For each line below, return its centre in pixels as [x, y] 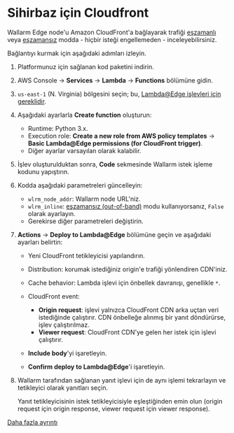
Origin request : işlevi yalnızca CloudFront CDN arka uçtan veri [129, 310]
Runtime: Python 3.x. [58, 128]
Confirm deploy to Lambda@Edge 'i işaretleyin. [96, 367]
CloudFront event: [54, 296]
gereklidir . [32, 101]
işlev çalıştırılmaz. [64, 325]
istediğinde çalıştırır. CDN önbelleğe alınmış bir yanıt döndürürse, [132, 317]
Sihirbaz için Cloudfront [78, 13]
